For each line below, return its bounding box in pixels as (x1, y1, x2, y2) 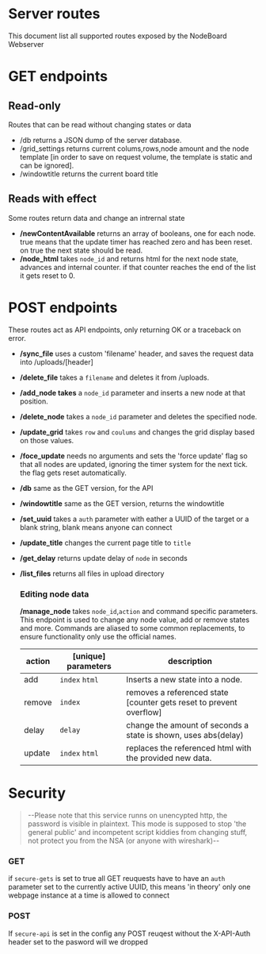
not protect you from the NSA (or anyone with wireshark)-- (27, 836, 220, 845)
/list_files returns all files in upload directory (19, 569, 165, 578)
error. (8, 333, 26, 342)
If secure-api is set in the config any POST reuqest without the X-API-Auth (8, 929, 251, 938)
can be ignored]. (19, 160, 74, 170)
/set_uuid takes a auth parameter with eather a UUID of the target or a (19, 514, 249, 523)
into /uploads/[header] (19, 357, 93, 366)
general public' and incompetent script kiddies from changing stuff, (27, 827, 248, 836)
